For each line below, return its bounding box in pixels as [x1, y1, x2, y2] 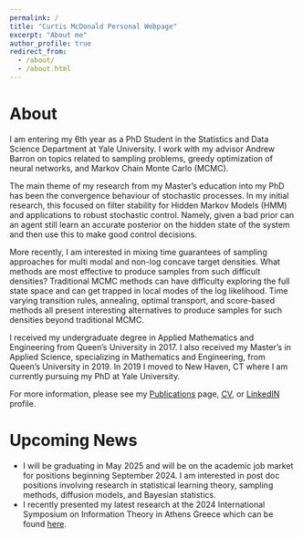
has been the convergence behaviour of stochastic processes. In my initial [9, 190, 289, 201]
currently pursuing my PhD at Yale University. [9, 370, 181, 381]
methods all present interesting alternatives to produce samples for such [9, 305, 283, 316]
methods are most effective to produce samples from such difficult [9, 265, 261, 276]
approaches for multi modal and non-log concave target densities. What [9, 256, 281, 267]
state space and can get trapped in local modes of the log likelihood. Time [9, 285, 288, 296]
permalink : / [9, 13, 59, 23]
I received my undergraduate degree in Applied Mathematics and [9, 332, 255, 343]
